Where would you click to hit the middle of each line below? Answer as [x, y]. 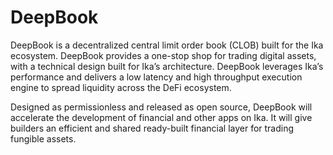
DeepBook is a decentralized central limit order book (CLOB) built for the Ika [167, 45]
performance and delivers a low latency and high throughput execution [156, 77]
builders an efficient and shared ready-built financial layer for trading [152, 128]
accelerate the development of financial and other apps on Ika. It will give [161, 117]
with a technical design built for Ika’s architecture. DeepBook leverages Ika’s [167, 66]
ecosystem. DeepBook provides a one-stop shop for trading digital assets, [163, 55]
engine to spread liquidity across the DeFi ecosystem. [121, 87]
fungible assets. [43, 138]
